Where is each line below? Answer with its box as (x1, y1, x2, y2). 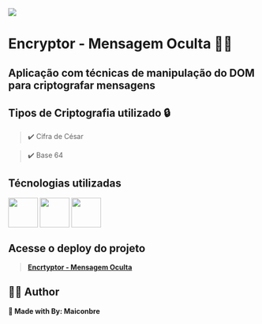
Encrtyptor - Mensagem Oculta (27, 262, 133, 272)
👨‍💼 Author (8, 285, 60, 299)
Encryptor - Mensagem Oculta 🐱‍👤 (8, 35, 233, 53)
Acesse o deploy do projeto (8, 241, 146, 255)
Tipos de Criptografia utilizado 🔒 (8, 106, 171, 119)
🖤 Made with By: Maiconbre (8, 306, 100, 315)
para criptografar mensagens (8, 78, 156, 92)
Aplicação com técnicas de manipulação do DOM (8, 66, 255, 80)
